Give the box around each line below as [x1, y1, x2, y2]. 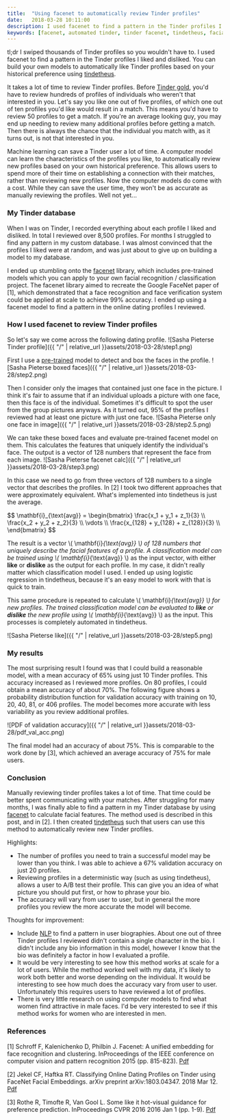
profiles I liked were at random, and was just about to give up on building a [7, 246, 218, 254]
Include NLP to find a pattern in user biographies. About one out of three [16, 929, 222, 938]
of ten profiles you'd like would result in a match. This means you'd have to [7, 105, 219, 113]
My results [7, 648, 44, 658]
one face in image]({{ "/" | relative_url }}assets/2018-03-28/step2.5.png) [7, 420, 212, 429]
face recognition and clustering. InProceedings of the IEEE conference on [7, 1049, 214, 1058]
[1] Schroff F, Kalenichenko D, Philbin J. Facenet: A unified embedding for [7, 1042, 214, 1050]
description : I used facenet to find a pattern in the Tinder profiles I [7, 23, 222, 29]
